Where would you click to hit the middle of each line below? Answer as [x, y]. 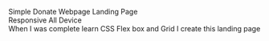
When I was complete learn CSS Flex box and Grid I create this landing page [134, 29]
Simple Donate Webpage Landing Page [73, 12]
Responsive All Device [45, 20]
